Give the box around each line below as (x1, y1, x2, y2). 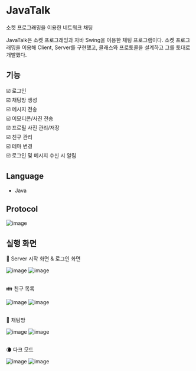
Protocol (6, 204, 38, 214)
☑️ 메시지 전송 (6, 105, 37, 112)
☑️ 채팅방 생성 (6, 96, 37, 104)
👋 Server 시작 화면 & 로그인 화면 (6, 255, 81, 262)
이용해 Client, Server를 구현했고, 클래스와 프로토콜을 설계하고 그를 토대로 (21, 44, 191, 51)
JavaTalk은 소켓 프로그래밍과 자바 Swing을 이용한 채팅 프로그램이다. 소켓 (6, 36, 175, 43)
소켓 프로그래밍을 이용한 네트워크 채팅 (6, 24, 93, 31)
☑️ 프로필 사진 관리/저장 (6, 124, 60, 131)
